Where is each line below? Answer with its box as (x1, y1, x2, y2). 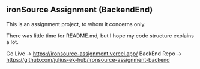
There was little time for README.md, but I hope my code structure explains (6, 32, 194, 39)
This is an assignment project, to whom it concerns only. (6, 20, 146, 27)
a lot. (6, 38, 19, 45)
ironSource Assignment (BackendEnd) (6, 5, 153, 15)
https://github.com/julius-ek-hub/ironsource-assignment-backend (6, 56, 170, 63)
